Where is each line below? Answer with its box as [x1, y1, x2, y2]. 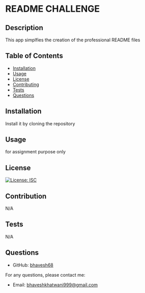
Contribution [5, 192, 47, 200]
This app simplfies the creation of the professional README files [5, 37, 140, 43]
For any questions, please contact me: [5, 272, 85, 278]
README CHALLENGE [5, 3, 100, 15]
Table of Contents [5, 51, 64, 60]
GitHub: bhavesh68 [12, 262, 53, 268]
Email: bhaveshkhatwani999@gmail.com [12, 281, 98, 288]
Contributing [12, 81, 39, 87]
